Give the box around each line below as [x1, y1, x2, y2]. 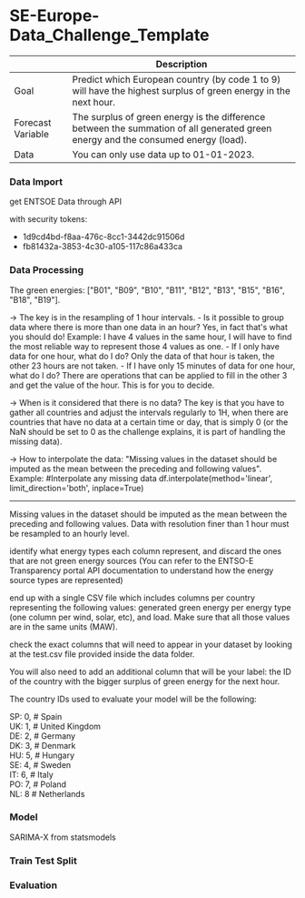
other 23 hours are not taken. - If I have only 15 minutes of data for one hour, [9, 360, 296, 371]
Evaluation [9, 879, 57, 892]
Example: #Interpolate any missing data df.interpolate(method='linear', [9, 472, 273, 483]
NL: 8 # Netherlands [9, 788, 85, 799]
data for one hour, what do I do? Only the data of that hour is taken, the [9, 350, 275, 361]
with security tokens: [9, 214, 88, 225]
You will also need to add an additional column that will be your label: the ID [9, 666, 292, 677]
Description [155, 57, 208, 70]
